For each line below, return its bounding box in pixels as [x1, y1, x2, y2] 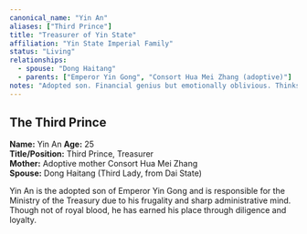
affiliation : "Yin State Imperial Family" [9, 38, 174, 48]
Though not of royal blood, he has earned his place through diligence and [9, 205, 287, 216]
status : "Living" [9, 47, 76, 56]
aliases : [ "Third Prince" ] [9, 22, 112, 31]
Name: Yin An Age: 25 [9, 138, 94, 150]
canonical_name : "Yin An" [9, 13, 108, 23]
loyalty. [9, 215, 37, 226]
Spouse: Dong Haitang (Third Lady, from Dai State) [9, 168, 203, 178]
